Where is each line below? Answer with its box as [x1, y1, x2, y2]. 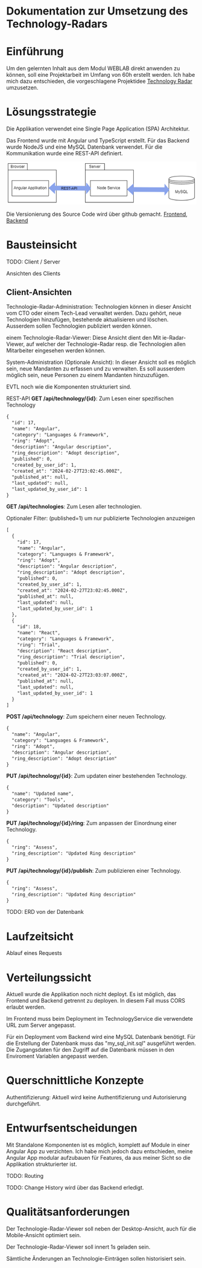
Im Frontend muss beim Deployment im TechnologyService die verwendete [6, 1015, 193, 1023]
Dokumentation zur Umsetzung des [6, 4, 188, 18]
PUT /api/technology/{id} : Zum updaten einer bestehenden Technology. [6, 772, 188, 780]
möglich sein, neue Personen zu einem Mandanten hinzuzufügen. [6, 372, 169, 379]
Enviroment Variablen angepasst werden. [6, 1053, 109, 1060]
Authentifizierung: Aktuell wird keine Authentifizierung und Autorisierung [6, 1094, 187, 1101]
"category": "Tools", [11, 797, 66, 803]
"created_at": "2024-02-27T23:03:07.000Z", [17, 672, 128, 678]
